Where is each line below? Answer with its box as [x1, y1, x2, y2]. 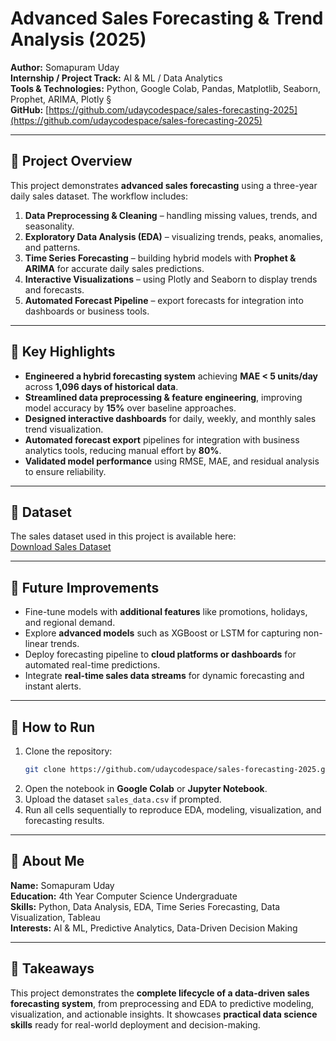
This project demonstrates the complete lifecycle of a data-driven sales [10, 987, 310, 999]
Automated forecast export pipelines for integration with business [24, 433, 300, 446]
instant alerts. [24, 680, 82, 692]
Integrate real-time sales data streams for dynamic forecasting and [24, 670, 305, 682]
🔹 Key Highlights [10, 343, 116, 361]
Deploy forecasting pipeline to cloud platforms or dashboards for [24, 648, 297, 661]
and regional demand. [24, 617, 116, 629]
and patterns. [24, 241, 81, 253]
